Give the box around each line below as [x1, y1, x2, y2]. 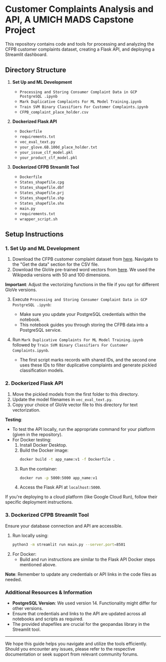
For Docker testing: [12, 436, 52, 442]
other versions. [12, 605, 43, 611]
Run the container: [19, 466, 58, 472]
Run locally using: [12, 532, 48, 539]
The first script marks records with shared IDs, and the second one [19, 357, 157, 363]
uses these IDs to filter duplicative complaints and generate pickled [19, 362, 157, 368]
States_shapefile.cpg [19, 180, 64, 184]
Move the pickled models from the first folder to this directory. [12, 391, 139, 397]
